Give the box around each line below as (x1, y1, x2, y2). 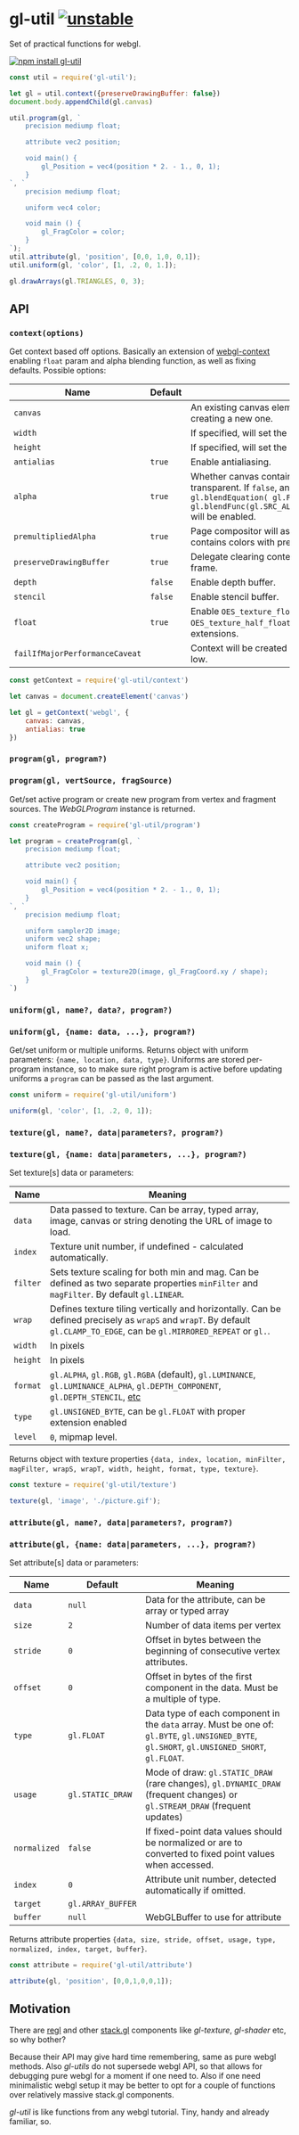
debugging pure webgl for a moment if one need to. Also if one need (9, 2071, 261, 2082)
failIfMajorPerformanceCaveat (13, 649, 142, 659)
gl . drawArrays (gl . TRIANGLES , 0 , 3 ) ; (9, 276, 145, 285)
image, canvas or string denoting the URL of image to (50, 1214, 273, 1227)
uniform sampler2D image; (25, 926, 122, 935)
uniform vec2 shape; (25, 934, 101, 944)
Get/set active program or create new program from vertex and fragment (9, 793, 277, 804)
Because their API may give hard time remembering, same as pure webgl (9, 2051, 277, 2063)
